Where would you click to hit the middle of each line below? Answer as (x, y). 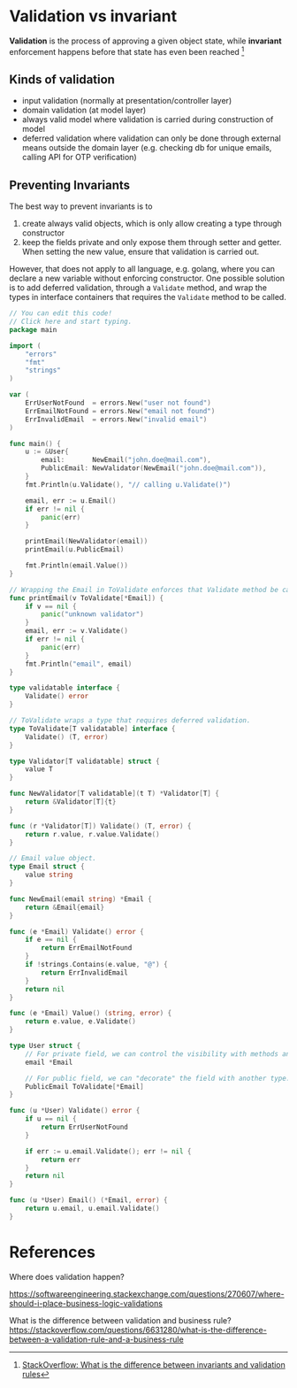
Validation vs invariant (93, 16)
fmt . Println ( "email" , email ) (79, 664)
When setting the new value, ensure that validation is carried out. (141, 252)
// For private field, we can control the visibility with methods (152, 1054)
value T (39, 769)
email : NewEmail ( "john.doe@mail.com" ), (126, 460)
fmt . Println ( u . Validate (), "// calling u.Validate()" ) (128, 484)
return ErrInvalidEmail (84, 972)
